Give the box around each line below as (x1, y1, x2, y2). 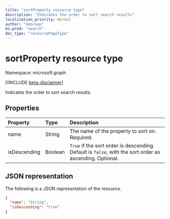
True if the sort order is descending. (69, 142, 155, 149)
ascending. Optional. (69, 155, 119, 162)
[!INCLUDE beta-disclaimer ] (5, 79, 63, 85)
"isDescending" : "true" (10, 205, 60, 210)
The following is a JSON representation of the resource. (5, 186, 121, 192)
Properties (5, 104, 39, 113)
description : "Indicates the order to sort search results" (5, 12, 135, 17)
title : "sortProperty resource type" (5, 7, 85, 13)
